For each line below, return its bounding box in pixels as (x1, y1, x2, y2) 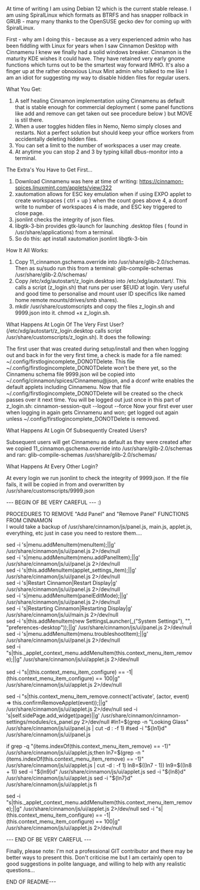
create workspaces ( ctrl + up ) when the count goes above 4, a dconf (14, 197, 188, 204)
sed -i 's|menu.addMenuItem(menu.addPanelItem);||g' (6, 554, 140, 561)
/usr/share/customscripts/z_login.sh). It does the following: (6, 334, 151, 340)
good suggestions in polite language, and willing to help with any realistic (6, 860, 186, 867)
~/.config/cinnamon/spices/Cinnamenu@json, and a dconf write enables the (6, 377, 194, 384)
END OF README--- (6, 878, 57, 885)
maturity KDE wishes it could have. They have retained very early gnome (6, 55, 185, 62)
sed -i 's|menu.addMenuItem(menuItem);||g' (6, 541, 116, 548)
